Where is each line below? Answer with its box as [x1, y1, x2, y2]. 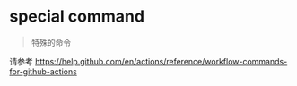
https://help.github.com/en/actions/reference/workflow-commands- [34, 56, 288, 66]
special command [9, 6, 145, 27]
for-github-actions [9, 65, 78, 77]
